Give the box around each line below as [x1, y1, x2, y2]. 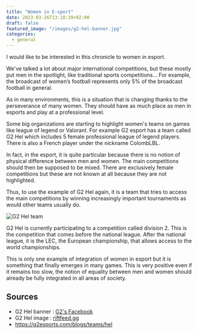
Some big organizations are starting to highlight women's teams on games [6, 120, 190, 127]
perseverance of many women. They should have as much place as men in [6, 102, 191, 109]
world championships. [6, 244, 61, 250]
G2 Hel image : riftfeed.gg [14, 314, 79, 321]
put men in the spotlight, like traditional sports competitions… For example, [6, 72, 191, 78]
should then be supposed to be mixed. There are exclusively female [6, 164, 174, 171]
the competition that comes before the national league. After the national [6, 231, 186, 238]
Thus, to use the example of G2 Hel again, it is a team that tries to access [6, 188, 187, 196]
